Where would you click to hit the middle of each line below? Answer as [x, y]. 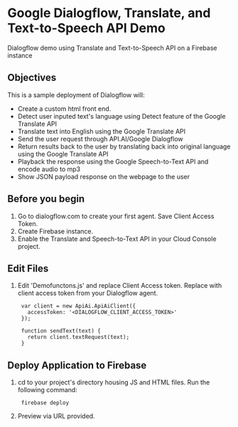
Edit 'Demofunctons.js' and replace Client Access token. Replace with [120, 286]
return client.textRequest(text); [79, 337]
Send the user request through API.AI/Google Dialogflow [100, 139]
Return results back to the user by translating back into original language [124, 146]
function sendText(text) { [61, 331]
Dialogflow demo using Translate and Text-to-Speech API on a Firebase [112, 48]
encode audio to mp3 [49, 169]
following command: [48, 390]
